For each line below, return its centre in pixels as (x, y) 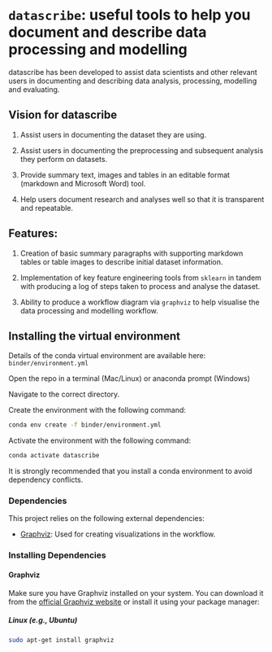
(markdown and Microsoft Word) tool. (83, 183)
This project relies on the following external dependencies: (106, 519)
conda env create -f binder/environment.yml (85, 425)
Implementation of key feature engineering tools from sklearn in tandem (141, 278)
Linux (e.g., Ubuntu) (43, 620)
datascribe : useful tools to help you (130, 15)
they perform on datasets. (64, 159)
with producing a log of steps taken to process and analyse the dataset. (140, 286)
